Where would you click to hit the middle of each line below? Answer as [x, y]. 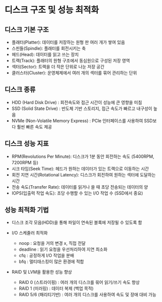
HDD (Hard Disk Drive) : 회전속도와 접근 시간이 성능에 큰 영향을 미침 [77, 102]
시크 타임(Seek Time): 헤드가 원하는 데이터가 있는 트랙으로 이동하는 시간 [80, 169]
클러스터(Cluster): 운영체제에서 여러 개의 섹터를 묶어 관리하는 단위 [74, 73]
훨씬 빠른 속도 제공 [34, 127]
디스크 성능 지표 [27, 144]
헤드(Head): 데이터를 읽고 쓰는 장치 [45, 54]
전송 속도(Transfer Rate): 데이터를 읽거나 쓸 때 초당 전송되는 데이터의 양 [80, 187]
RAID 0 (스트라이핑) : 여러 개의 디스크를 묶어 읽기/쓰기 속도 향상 [79, 282]
